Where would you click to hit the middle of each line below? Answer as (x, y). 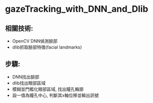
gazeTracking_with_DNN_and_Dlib (77, 9)
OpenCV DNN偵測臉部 (35, 41)
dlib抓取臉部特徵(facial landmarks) (47, 47)
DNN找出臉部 (25, 77)
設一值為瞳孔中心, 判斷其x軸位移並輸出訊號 (55, 95)
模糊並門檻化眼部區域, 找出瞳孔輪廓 (48, 89)
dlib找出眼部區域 (29, 83)
